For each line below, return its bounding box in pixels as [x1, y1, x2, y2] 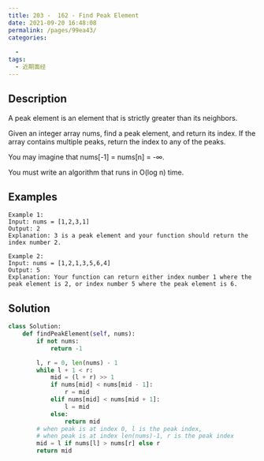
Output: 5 [8, 266, 41, 275]
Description [8, 92, 67, 106]
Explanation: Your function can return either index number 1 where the [8, 273, 252, 281]
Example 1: [8, 211, 44, 219]
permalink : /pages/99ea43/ [8, 26, 97, 34]
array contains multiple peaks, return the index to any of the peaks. [8, 137, 226, 146]
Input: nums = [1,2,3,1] [8, 218, 90, 226]
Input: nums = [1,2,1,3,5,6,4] [8, 260, 111, 268]
